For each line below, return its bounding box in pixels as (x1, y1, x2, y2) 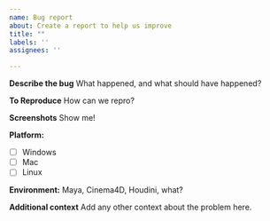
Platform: (9, 130, 44, 140)
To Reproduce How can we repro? (9, 95, 135, 107)
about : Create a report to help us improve (9, 21, 173, 30)
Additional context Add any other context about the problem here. (9, 201, 252, 213)
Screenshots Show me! (9, 113, 96, 123)
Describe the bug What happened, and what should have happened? (9, 78, 262, 89)
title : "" (9, 29, 46, 38)
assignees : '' (9, 46, 62, 55)
